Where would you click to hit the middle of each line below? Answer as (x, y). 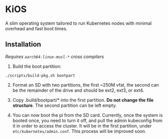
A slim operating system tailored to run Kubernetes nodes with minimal (78, 23)
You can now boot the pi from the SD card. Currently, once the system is (88, 115)
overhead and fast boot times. (36, 28)
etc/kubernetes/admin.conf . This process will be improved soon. (79, 131)
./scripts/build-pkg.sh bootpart (40, 76)
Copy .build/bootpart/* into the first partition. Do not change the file (83, 100)
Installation (23, 45)
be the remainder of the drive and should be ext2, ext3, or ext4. (78, 90)
